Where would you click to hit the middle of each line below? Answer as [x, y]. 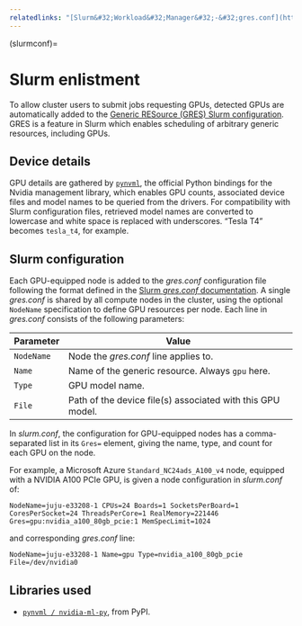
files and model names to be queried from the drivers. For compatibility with [150, 202]
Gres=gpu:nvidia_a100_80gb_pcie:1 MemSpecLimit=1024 [110, 522]
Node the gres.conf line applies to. [141, 356]
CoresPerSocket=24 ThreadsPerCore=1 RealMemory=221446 [114, 514]
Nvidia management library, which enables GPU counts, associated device [147, 192]
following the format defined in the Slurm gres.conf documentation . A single [150, 291]
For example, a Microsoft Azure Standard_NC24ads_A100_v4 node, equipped [147, 470]
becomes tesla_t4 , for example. [69, 231]
